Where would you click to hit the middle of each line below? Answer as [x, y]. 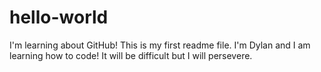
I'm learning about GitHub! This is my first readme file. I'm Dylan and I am [160, 45]
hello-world [59, 17]
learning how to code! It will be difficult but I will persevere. [131, 55]
